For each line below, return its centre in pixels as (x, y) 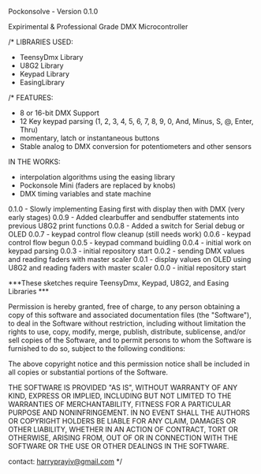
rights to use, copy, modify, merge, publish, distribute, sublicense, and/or (127, 332)
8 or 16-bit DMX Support (60, 113)
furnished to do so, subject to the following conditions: (97, 349)
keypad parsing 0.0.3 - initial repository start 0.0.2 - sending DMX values (127, 251)
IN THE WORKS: (34, 162)
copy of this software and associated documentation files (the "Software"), (130, 315)
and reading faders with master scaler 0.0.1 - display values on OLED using (130, 259)
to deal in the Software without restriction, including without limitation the (127, 323)
